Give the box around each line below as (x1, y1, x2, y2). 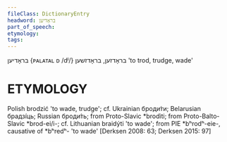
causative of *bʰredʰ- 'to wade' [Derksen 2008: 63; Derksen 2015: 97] (7, 127, 211, 136)
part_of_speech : (7, 23, 55, 30)
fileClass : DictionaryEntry (7, 10, 90, 18)
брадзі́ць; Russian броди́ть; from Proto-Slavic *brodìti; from (7, 112, 182, 120)
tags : (7, 37, 23, 44)
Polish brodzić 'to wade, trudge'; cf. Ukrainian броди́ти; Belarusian (7, 105, 201, 113)
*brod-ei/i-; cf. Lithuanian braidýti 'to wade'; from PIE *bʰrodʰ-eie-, (26, 120, 221, 128)
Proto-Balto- (183, 112, 220, 120)
